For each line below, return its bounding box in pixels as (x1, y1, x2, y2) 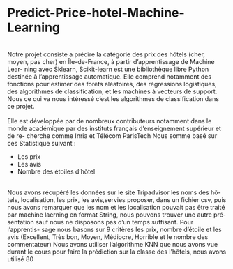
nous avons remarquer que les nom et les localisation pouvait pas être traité (7, 203, 225, 211)
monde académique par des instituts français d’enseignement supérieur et (7, 124, 222, 132)
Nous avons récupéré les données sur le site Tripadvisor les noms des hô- (7, 188, 221, 197)
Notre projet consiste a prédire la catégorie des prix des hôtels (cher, (7, 50, 206, 59)
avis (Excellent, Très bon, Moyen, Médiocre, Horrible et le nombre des (7, 232, 209, 241)
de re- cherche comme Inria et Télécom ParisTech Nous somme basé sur (7, 131, 218, 140)
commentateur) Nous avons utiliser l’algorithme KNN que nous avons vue (7, 240, 218, 248)
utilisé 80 (7, 254, 34, 263)
